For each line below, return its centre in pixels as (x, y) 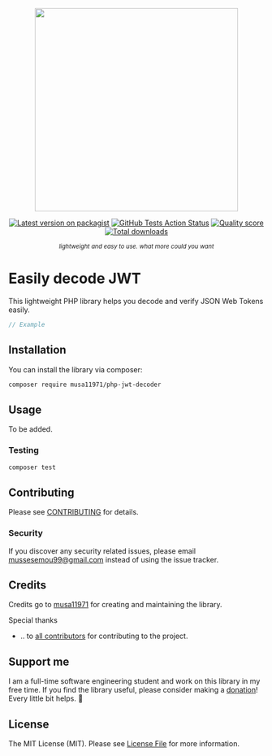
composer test (32, 467)
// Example (27, 324)
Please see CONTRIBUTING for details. (74, 512)
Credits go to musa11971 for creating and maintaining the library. (115, 605)
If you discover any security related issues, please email (102, 551)
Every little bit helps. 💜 (46, 698)
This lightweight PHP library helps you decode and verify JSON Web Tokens (136, 301)
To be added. (30, 429)
